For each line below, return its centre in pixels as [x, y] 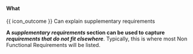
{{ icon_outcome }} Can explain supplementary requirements [81, 21]
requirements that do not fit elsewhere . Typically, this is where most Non [97, 39]
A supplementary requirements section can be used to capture [85, 33]
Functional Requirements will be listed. [53, 45]
